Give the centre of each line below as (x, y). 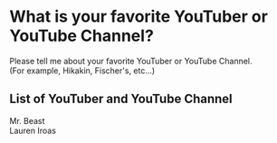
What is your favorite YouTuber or (139, 17)
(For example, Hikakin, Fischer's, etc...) (82, 71)
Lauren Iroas (33, 130)
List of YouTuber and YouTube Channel (121, 99)
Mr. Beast (27, 120)
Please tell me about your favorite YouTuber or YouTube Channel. (131, 61)
